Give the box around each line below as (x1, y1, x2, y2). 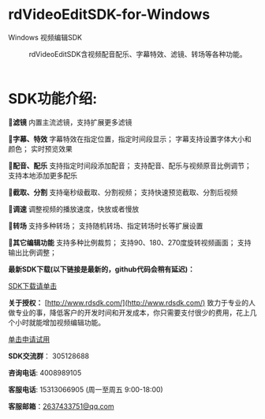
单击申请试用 (8, 334, 50, 344)
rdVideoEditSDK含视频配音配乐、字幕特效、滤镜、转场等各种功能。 (28, 49, 247, 58)
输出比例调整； (8, 247, 57, 257)
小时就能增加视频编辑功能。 (14, 317, 105, 327)
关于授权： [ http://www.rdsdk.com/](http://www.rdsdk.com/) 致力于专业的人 (8, 297, 256, 307)
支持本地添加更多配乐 (8, 170, 77, 180)
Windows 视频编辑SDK (8, 32, 83, 42)
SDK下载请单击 (8, 281, 58, 290)
